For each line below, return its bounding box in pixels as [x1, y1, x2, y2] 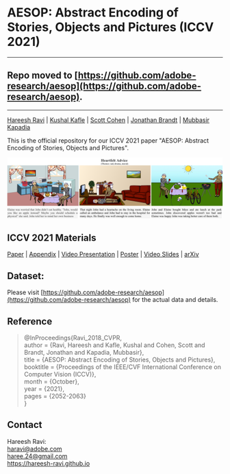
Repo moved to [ [7, 70, 79, 82]
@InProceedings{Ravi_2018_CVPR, [23, 333, 122, 342]
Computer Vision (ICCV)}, [23, 370, 97, 378]
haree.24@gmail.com [7, 451, 68, 460]
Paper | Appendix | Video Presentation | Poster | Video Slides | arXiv [7, 250, 200, 259]
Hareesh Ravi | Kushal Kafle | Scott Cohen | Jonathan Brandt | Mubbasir [7, 115, 210, 124]
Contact [7, 419, 42, 431]
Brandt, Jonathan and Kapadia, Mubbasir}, [23, 348, 144, 356]
